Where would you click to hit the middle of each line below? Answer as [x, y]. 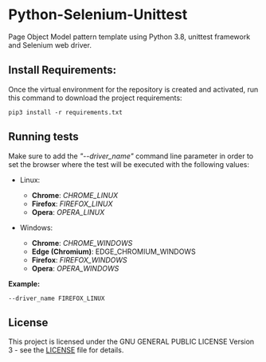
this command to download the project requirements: [95, 98]
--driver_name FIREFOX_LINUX [57, 298]
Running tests [44, 137]
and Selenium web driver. [50, 45]
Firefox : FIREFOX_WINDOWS [79, 259]
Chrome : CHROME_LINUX [75, 195]
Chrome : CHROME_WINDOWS [82, 243]
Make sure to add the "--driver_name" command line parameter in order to [131, 156]
